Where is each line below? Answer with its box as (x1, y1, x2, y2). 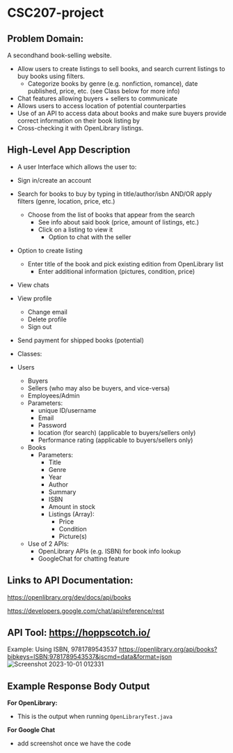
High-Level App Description (7, 144, 131, 156)
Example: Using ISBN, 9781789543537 (7, 645, 118, 653)
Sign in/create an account (17, 176, 92, 184)
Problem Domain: (7, 33, 84, 45)
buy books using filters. (17, 72, 86, 80)
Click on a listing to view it (38, 225, 113, 234)
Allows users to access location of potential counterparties (17, 102, 186, 109)
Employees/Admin (27, 391, 80, 400)
